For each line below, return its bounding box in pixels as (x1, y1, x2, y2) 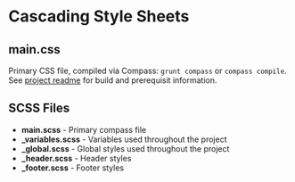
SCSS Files (8, 101, 70, 116)
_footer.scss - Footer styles (20, 162, 125, 173)
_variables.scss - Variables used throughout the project (20, 134, 227, 145)
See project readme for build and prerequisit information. (8, 75, 217, 86)
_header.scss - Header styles (20, 153, 132, 163)
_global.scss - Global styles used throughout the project (20, 143, 230, 153)
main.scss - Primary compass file (20, 124, 147, 135)
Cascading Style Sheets (8, 6, 190, 27)
